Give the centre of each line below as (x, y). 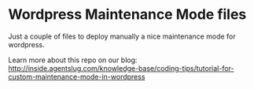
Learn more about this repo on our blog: (73, 60)
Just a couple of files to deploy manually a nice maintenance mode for (122, 36)
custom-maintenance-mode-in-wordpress (77, 76)
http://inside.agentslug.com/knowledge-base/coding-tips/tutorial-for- (121, 68)
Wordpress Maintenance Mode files (127, 15)
